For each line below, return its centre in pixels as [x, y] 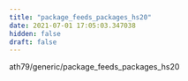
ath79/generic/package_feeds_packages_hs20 [94, 67]
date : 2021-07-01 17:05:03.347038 [73, 26]
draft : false [33, 42]
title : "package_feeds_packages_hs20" [80, 17]
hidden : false [35, 33]
